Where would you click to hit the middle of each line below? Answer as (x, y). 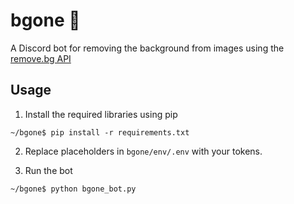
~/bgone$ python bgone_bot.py (73, 189)
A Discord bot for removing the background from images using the (147, 48)
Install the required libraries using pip (101, 114)
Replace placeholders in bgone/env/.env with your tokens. (143, 151)
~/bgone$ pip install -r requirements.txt (100, 132)
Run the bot (48, 170)
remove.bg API (41, 58)
